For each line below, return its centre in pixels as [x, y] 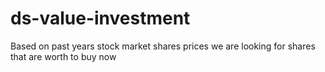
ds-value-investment [100, 18]
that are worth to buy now [63, 56]
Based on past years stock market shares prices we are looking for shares [163, 46]
